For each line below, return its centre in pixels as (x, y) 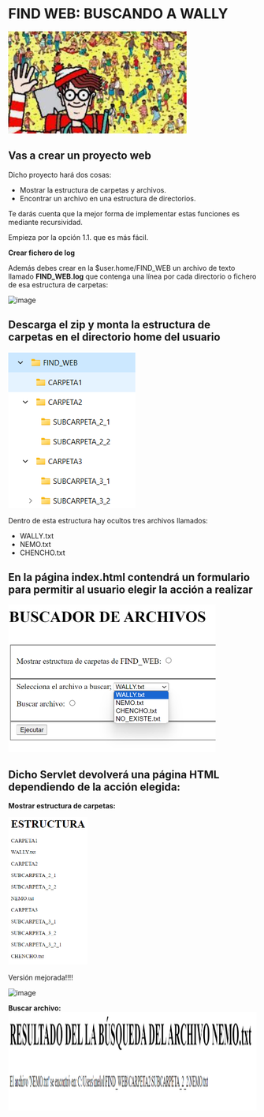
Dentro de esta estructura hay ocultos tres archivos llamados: (108, 520)
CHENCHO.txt (42, 553)
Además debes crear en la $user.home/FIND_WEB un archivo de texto (122, 268)
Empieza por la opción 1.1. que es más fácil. (78, 237)
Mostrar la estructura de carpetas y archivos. (93, 189)
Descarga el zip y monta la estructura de (110, 325)
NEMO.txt (35, 544)
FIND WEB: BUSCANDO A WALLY (118, 14)
